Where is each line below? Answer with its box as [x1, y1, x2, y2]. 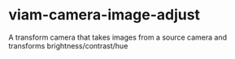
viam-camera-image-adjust [8, 6, 201, 24]
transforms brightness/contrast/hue [8, 40, 128, 50]
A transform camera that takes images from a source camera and [8, 32, 228, 42]
